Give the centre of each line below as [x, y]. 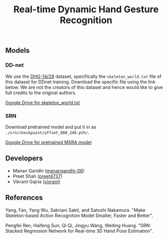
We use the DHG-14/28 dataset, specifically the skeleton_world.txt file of [83, 76]
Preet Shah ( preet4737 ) [37, 176]
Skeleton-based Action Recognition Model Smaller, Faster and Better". [79, 215]
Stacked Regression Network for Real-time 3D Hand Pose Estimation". [79, 231]
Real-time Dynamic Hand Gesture [86, 9]
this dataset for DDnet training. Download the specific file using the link [80, 82]
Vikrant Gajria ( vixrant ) [36, 181]
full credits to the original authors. [41, 93]
